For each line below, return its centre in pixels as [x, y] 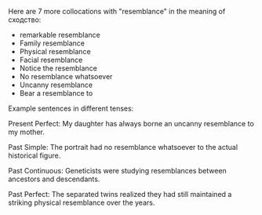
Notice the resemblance [58, 68]
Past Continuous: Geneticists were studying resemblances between [118, 171]
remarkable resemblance [60, 35]
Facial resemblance [51, 60]
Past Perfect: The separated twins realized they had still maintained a [120, 194]
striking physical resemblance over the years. [82, 202]
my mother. [26, 132]
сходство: [25, 20]
